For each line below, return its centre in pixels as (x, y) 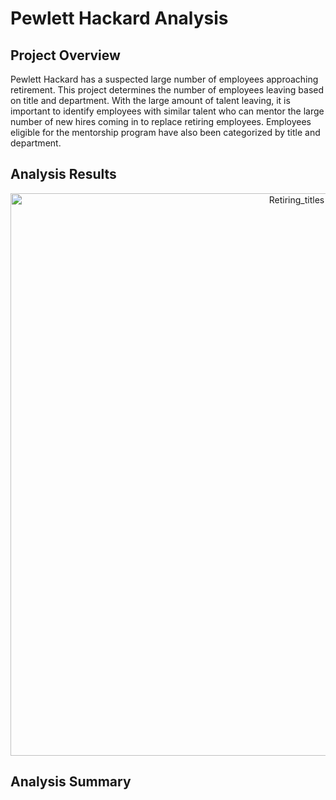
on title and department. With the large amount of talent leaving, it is (150, 100)
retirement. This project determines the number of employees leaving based (167, 90)
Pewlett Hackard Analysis (119, 18)
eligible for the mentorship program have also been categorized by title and (165, 132)
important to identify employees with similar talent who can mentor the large (167, 111)
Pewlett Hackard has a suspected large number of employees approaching (164, 79)
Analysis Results (63, 174)
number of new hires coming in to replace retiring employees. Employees (161, 121)
